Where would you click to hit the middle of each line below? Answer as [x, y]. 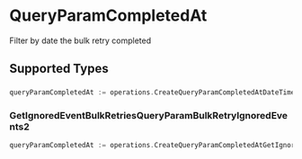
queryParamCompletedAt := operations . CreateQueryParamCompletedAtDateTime [152, 93]
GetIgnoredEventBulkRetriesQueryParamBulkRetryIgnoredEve [149, 116]
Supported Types [59, 69]
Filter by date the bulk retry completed [80, 40]
